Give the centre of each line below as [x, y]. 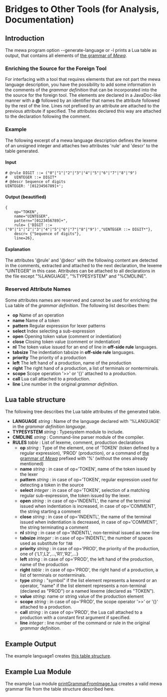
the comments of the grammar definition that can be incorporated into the [81, 90]
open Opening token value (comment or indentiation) [67, 336]
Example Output [31, 644]
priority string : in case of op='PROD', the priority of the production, [89, 549]
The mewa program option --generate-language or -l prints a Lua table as [81, 50]
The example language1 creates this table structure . [58, 656]
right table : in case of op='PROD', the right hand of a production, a [89, 570]
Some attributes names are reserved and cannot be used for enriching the [81, 300]
